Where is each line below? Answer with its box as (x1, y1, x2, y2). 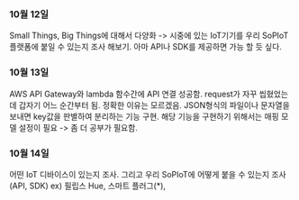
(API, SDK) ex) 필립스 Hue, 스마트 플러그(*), (9, 180, 167, 191)
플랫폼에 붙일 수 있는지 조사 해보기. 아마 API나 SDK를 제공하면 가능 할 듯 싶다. (9, 41, 282, 52)
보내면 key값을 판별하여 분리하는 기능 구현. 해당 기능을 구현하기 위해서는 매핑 (9, 111, 279, 122)
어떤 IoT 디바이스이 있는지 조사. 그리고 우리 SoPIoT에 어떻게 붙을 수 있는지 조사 (9, 168, 286, 179)
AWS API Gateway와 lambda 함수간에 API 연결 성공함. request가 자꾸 (9, 88, 258, 99)
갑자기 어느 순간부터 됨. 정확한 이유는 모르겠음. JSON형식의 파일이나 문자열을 (18, 99, 290, 110)
